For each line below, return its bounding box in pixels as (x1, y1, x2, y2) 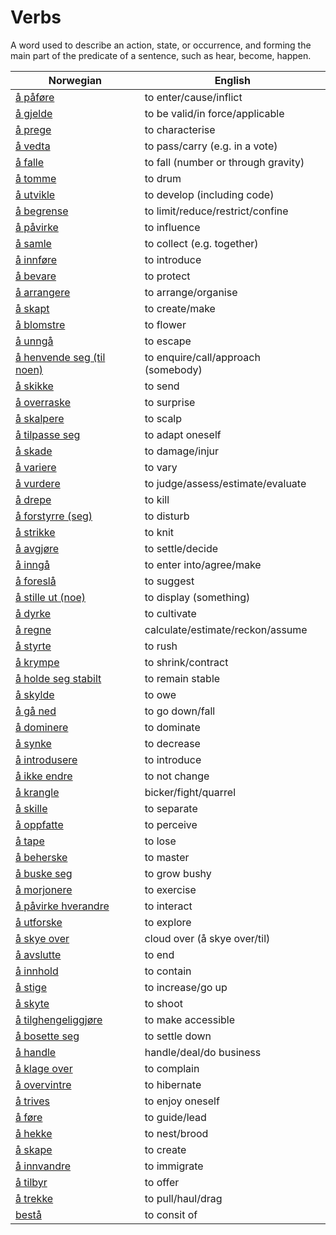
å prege (15, 122, 52, 136)
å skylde (15, 687, 55, 701)
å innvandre (15, 1159, 72, 1173)
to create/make (144, 301, 216, 315)
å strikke (15, 525, 56, 539)
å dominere (15, 720, 69, 734)
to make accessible (144, 1012, 236, 1026)
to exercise (144, 882, 197, 896)
